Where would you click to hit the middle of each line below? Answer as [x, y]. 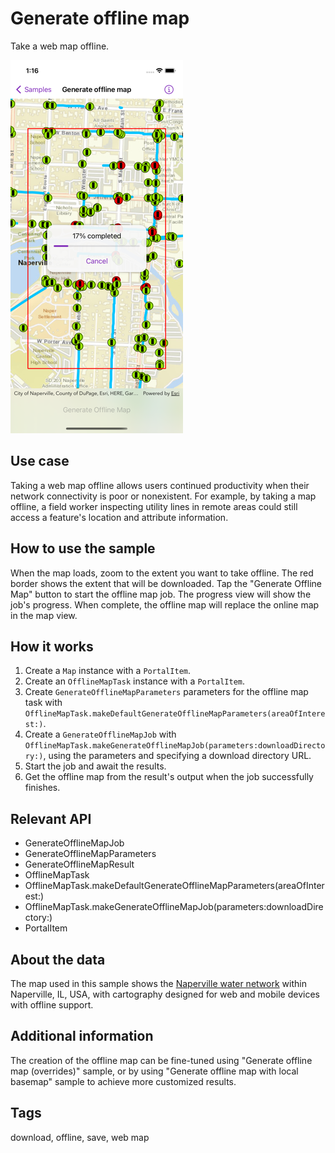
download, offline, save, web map [80, 1137]
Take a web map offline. [60, 46]
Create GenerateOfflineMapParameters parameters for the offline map [166, 692]
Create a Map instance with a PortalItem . [108, 671]
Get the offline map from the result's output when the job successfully [169, 777]
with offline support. [52, 1005]
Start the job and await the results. [95, 766]
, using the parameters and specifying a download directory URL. [177, 756]
